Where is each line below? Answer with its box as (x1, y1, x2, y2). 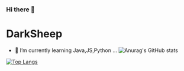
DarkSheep (6, 27, 63, 41)
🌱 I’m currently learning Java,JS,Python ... (14, 47, 117, 54)
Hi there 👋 (6, 5, 35, 14)
